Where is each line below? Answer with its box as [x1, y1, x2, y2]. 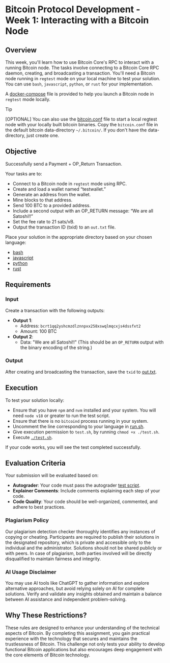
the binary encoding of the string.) [20, 344, 93, 351]
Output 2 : [12, 333, 34, 339]
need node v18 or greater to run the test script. [12, 413, 110, 419]
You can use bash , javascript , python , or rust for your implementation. [5, 81, 153, 87]
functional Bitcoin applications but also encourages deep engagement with [5, 646, 162, 652]
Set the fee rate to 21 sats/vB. [12, 218, 75, 224]
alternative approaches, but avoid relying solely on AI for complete [5, 585, 145, 591]
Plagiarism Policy [5, 517, 49, 524]
